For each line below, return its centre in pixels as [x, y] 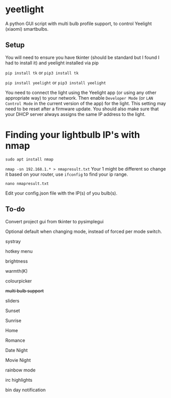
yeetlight [25, 9]
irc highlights [19, 380]
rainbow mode [20, 370]
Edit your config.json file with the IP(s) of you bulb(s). [61, 193]
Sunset [13, 311]
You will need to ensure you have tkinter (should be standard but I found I [82, 57]
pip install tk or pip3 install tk [42, 73]
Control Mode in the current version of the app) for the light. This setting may [86, 103]
